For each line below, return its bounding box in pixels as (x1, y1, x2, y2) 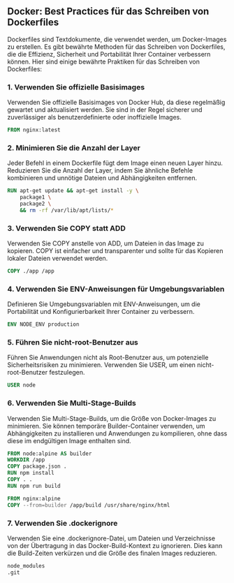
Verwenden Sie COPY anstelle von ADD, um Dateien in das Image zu (7, 239, 205, 247)
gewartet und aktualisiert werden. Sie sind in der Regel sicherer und (7, 106, 203, 114)
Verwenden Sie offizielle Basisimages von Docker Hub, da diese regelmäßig (7, 98, 226, 107)
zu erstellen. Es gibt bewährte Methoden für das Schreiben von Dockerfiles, (7, 42, 226, 51)
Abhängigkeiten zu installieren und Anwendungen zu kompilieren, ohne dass (7, 429, 228, 438)
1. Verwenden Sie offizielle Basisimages (7, 82, 145, 92)
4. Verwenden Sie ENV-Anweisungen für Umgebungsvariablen (7, 284, 225, 294)
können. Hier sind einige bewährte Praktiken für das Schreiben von (7, 57, 200, 66)
